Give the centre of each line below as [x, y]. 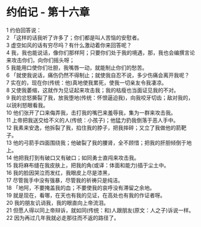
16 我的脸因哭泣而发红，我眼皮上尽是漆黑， [60, 172]
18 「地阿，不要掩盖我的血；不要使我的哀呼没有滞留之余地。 [81, 187]
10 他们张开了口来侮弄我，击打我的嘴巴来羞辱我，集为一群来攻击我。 [91, 112]
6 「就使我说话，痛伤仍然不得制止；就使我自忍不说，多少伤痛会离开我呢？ [98, 75]
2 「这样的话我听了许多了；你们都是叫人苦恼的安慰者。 [74, 37]
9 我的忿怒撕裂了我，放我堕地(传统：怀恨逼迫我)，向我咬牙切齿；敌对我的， [100, 97]
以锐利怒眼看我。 [27, 105]
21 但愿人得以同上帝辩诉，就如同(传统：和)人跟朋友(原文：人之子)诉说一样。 [100, 210]
